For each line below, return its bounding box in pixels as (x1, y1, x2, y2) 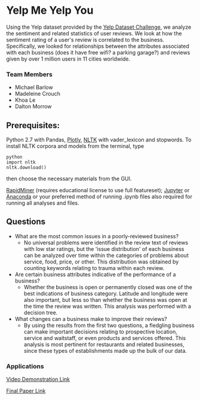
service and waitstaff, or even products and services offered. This (23, 334, 186, 341)
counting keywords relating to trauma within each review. (23, 264, 165, 271)
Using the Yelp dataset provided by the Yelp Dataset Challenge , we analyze (6, 23, 192, 31)
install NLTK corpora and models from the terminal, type (6, 143, 144, 150)
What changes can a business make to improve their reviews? (14, 315, 167, 322)
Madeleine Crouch (14, 90, 61, 98)
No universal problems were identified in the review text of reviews (23, 239, 189, 246)
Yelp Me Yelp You (6, 4, 94, 17)
